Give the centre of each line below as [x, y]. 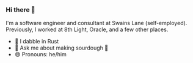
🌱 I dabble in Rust [37, 42]
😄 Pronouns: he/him [40, 54]
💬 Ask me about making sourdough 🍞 [61, 48]
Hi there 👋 [21, 10]
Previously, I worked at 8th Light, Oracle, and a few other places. [87, 29]
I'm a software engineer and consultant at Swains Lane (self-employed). [96, 23]
